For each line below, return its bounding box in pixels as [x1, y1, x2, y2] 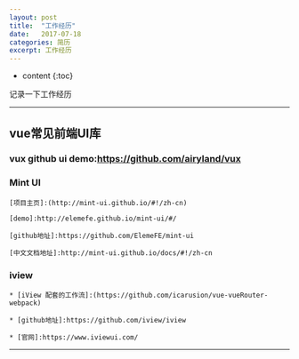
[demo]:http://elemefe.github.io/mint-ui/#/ [9, 214, 177, 223]
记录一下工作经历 [9, 89, 72, 100]
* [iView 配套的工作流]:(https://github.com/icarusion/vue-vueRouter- [9, 291, 269, 300]
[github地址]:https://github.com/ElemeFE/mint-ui [9, 231, 194, 240]
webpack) [9, 299, 42, 307]
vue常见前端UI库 [9, 125, 101, 140]
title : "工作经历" [9, 21, 77, 30]
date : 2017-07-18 [9, 29, 82, 38]
